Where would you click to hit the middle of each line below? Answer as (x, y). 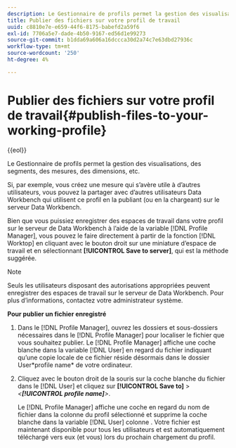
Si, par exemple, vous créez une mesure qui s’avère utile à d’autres (104, 184)
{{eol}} (17, 150)
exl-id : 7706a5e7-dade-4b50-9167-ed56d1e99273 (77, 33)
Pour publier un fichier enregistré (57, 314)
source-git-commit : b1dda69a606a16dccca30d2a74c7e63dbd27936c (100, 40)
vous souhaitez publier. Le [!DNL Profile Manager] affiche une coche (117, 343)
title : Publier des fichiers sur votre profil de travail (94, 20)
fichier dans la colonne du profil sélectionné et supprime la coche (112, 414)
